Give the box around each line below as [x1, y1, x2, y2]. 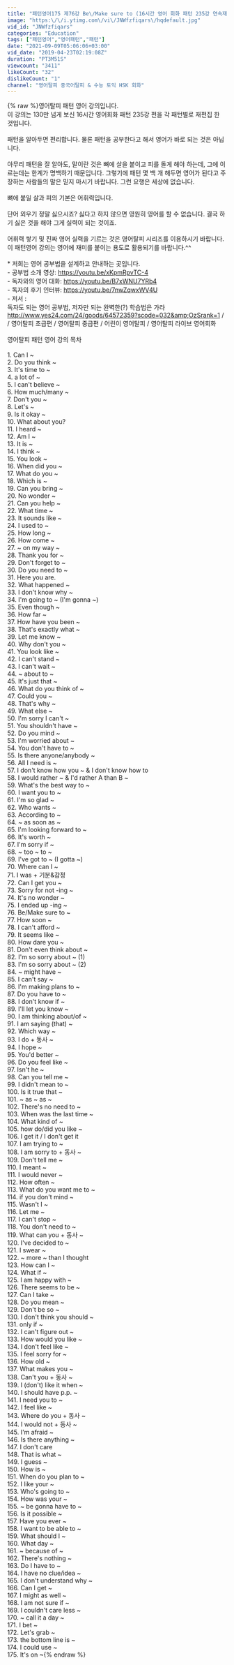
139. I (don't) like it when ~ [7, 1381, 84, 1389]
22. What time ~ [7, 507, 54, 515]
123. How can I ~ [7, 1261, 56, 1269]
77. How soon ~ [7, 916, 52, 924]
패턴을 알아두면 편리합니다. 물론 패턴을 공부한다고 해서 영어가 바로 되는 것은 [7, 135, 212, 144]
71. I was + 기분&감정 [7, 871, 66, 880]
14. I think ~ [7, 447, 40, 456]
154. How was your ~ [7, 1495, 68, 1503]
